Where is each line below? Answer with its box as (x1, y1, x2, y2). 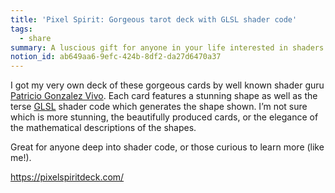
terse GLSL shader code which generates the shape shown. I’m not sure (10, 101, 308, 113)
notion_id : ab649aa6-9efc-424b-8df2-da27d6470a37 (10, 52, 222, 62)
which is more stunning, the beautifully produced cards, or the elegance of (10, 111, 319, 123)
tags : (10, 24, 33, 34)
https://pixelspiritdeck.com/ (10, 171, 125, 183)
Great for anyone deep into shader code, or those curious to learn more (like (10, 141, 325, 153)
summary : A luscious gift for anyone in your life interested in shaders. (10, 42, 329, 53)
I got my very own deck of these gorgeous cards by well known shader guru (10, 79, 325, 91)
